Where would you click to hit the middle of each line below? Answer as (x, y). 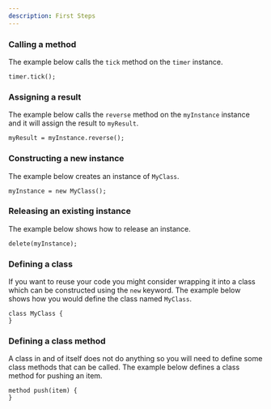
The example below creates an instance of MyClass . (94, 176)
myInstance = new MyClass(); (57, 191)
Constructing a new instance (66, 159)
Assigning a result (45, 96)
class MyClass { (36, 314)
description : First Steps (52, 16)
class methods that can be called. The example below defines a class (124, 367)
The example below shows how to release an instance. (100, 228)
